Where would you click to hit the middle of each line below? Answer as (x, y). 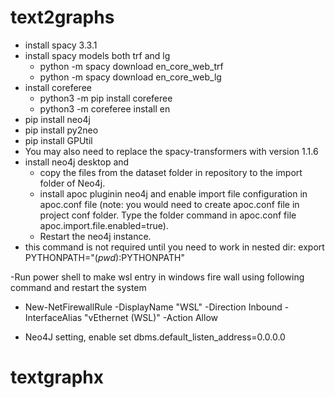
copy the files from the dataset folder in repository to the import (171, 172)
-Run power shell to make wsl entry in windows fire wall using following (157, 277)
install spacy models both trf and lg (97, 55)
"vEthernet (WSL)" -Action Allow (151, 317)
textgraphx (57, 377)
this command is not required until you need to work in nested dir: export (174, 247)
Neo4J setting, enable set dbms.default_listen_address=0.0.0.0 (155, 337)
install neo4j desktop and (77, 162)
